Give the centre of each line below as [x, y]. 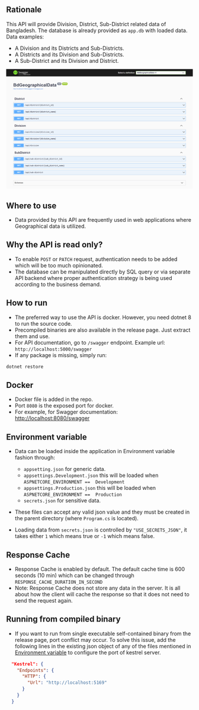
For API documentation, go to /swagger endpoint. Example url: [90, 342]
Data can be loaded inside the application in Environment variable [95, 451]
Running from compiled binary [63, 619]
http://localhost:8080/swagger [52, 418]
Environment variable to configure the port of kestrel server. [88, 652]
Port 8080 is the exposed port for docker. [64, 406]
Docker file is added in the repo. [54, 399]
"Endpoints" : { [36, 670]
